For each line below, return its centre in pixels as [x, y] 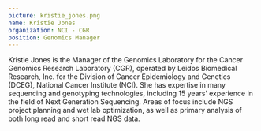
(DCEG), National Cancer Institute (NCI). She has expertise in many [117, 85]
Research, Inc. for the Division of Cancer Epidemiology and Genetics [119, 77]
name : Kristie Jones [42, 23]
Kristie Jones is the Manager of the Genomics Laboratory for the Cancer [125, 60]
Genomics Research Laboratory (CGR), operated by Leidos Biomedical [123, 69]
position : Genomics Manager [54, 37]
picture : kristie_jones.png [54, 15]
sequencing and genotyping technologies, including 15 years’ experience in [131, 94]
